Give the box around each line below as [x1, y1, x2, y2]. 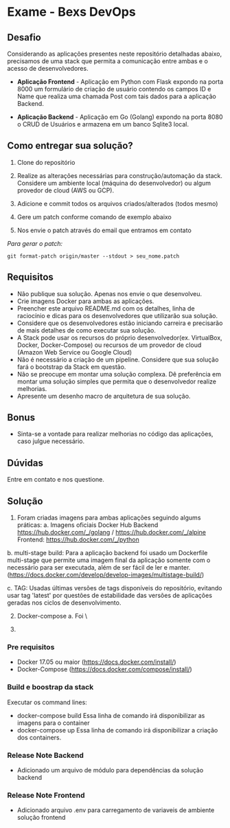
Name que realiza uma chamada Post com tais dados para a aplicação [16, 92, 216, 100]
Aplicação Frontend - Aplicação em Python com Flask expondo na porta [16, 78, 224, 86]
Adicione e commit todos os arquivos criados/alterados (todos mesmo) [16, 199, 218, 208]
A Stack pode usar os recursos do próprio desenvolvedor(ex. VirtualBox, [16, 333, 222, 342]
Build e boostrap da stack [7, 682, 94, 692]
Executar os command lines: [7, 698, 87, 706]
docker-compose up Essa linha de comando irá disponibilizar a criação [16, 726, 218, 734]
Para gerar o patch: [7, 239, 63, 247]
